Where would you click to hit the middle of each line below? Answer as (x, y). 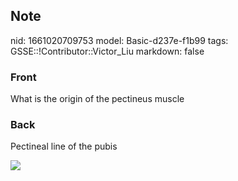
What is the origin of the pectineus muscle (97, 99)
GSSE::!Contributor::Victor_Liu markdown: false (107, 51)
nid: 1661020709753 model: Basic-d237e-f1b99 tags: (119, 40)
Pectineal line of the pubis (64, 146)
